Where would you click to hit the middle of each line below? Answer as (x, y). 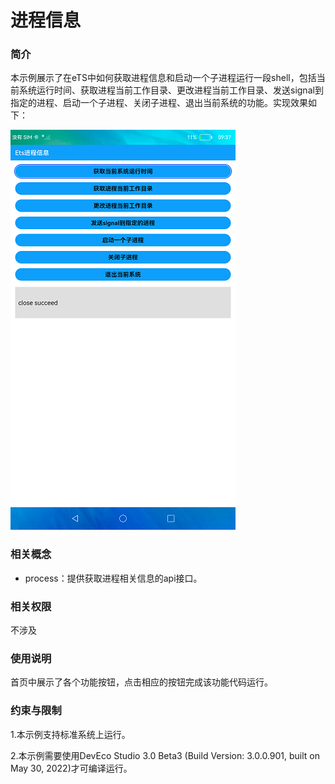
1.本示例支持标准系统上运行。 (70, 734)
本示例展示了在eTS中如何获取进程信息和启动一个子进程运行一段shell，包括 (163, 78)
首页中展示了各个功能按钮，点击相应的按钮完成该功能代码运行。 (141, 682)
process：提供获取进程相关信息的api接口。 (113, 578)
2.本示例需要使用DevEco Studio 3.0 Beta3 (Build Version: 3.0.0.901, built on (165, 755)
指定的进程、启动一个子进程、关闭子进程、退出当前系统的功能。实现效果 (159, 103)
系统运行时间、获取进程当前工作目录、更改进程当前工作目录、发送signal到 (171, 90)
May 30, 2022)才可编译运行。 (71, 768)
